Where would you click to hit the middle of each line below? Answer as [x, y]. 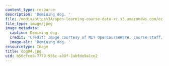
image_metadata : [22, 28]
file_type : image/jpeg [29, 24]
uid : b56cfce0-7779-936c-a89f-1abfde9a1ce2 [52, 56]
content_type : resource [30, 10]
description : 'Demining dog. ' [38, 14]
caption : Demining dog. [34, 33]
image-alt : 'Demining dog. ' [40, 42]
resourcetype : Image [27, 47]
